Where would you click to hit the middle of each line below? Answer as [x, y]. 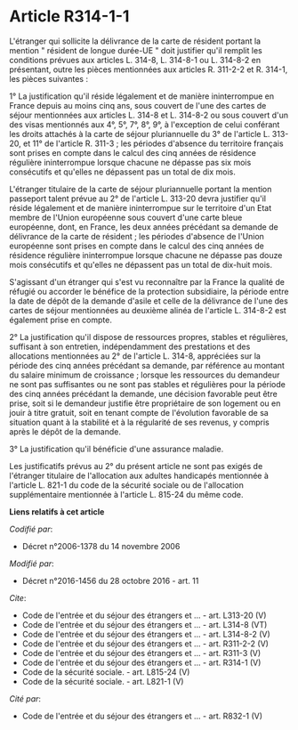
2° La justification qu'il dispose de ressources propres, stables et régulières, [149, 337]
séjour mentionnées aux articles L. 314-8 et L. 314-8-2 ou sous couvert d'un [149, 115]
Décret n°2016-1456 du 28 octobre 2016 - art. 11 [110, 580]
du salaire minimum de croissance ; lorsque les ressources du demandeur [145, 375]
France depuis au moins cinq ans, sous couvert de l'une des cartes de [138, 105]
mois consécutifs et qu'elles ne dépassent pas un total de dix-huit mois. [141, 264]
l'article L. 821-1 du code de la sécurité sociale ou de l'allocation [127, 485]
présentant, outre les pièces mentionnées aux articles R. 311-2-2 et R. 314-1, [149, 69]
